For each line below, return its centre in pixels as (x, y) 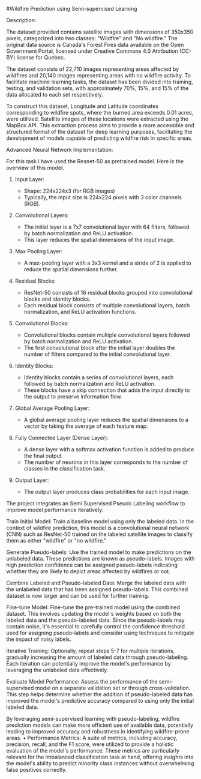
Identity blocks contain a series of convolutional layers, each (99, 377)
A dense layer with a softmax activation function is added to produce (109, 449)
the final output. (43, 456)
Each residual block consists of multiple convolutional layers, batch (107, 305)
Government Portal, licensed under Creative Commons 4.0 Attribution (92, 51)
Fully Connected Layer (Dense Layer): (62, 438)
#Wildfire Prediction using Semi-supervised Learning (72, 9)
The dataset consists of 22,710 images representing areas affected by (93, 69)
